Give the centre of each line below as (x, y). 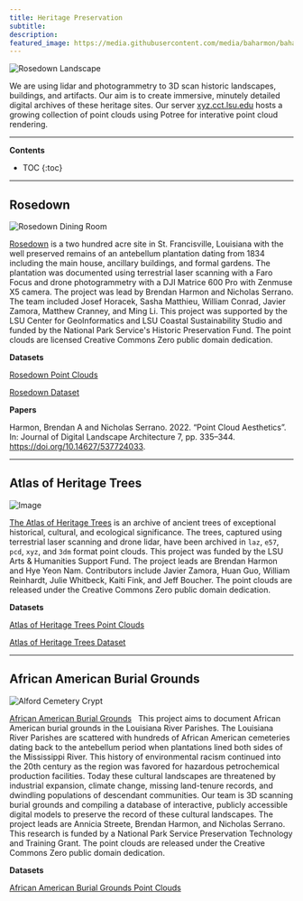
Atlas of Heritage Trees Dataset (68, 642)
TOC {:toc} (42, 168)
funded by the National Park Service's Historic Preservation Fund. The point (150, 330)
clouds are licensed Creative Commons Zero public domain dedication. (141, 340)
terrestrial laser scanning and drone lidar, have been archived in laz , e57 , (144, 542)
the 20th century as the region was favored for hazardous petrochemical (144, 766)
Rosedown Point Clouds (54, 375)
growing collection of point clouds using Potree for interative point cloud (144, 115)
